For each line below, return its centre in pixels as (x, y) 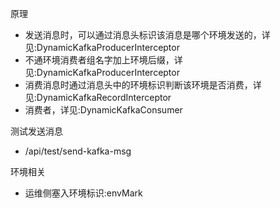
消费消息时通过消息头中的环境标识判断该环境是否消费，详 (143, 85)
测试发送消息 (36, 131)
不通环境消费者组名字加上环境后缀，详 (103, 60)
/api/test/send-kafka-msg (78, 151)
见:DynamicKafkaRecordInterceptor (98, 97)
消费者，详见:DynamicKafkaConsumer (103, 110)
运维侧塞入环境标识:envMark (83, 193)
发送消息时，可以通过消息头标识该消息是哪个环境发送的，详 (147, 35)
